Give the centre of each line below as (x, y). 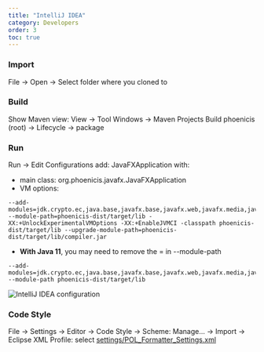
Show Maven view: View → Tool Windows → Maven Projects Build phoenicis (132, 119)
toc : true (24, 37)
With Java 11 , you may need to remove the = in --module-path (120, 252)
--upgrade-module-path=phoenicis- (121, 230)
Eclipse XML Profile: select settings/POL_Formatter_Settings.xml (112, 340)
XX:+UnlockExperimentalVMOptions (63, 223)
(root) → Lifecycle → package (56, 127)
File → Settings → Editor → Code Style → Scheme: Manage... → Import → (127, 332)
